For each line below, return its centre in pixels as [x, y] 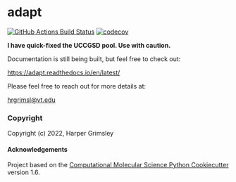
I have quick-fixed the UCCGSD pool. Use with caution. [89, 45]
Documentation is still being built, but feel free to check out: [94, 59]
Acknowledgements [38, 149]
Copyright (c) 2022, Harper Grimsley [61, 134]
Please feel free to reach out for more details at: [77, 86]
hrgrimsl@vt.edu [31, 100]
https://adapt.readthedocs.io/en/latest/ [64, 72]
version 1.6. [24, 172]
